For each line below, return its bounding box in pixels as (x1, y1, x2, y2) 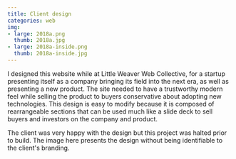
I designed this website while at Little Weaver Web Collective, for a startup (7, 69, 226, 78)
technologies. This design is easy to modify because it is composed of (7, 99, 215, 108)
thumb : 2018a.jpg (14, 37, 66, 44)
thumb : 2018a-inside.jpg (14, 50, 88, 57)
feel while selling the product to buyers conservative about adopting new (7, 92, 222, 100)
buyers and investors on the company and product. (7, 114, 158, 123)
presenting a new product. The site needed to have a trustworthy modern (7, 84, 223, 93)
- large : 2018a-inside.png (7, 43, 88, 50)
